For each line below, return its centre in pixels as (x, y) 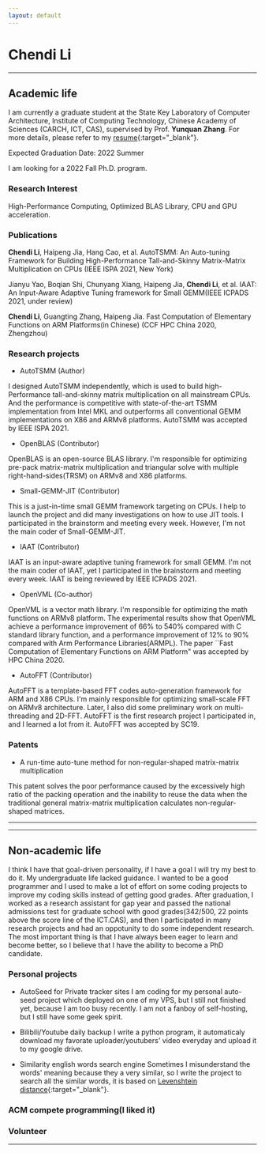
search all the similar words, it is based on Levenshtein (108, 1081)
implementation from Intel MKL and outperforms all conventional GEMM (125, 411)
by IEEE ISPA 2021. (39, 429)
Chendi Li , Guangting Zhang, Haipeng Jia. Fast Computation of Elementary (130, 316)
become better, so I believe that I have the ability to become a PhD (116, 945)
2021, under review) (41, 301)
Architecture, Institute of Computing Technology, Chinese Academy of (122, 121)
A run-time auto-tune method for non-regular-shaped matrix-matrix (129, 762)
